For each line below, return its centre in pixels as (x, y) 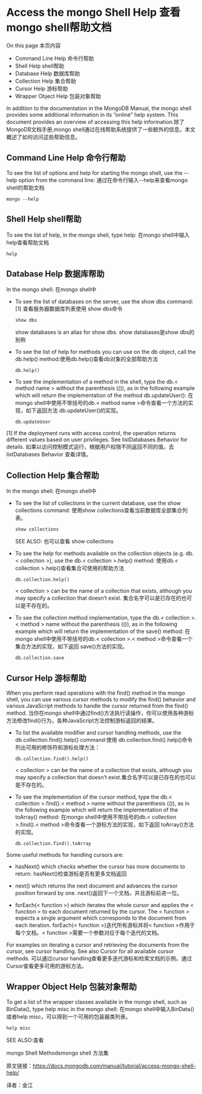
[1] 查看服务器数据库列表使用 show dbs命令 (69, 309)
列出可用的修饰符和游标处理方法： (57, 747)
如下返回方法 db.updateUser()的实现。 (74, 411)
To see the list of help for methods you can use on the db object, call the (105, 352)
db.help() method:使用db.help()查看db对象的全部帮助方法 (86, 359)
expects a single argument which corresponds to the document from (100, 918)
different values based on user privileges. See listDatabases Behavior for (97, 440)
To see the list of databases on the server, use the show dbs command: (104, 302)
